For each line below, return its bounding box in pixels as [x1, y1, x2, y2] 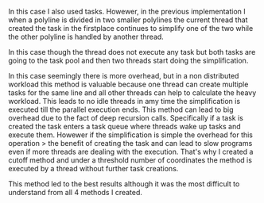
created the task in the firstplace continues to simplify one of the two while [8, 24, 254, 33]
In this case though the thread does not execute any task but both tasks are [8, 48, 256, 56]
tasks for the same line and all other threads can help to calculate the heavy [8, 88, 257, 98]
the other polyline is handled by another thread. [8, 32, 165, 41]
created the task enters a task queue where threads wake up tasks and [8, 122, 241, 131]
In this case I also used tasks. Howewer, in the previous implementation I [8, 7, 247, 16]
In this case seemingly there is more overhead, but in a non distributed [8, 71, 239, 80]
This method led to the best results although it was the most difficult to [8, 179, 240, 189]
